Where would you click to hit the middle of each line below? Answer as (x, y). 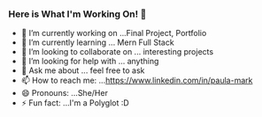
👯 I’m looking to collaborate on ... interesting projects (117, 52)
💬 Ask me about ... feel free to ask (83, 70)
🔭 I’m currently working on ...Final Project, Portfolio (114, 33)
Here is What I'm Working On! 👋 (77, 14)
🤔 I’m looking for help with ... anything (90, 62)
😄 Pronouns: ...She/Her (64, 93)
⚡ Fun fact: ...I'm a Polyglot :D (75, 103)
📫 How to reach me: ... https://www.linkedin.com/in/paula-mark (137, 80)
